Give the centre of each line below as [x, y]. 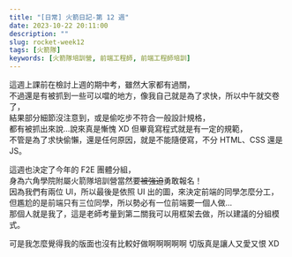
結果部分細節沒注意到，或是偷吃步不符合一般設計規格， [109, 117]
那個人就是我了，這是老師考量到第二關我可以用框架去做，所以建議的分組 [140, 214]
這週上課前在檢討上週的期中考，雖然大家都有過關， [102, 84]
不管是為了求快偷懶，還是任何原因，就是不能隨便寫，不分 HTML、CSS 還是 [146, 140]
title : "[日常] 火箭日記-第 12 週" [69, 17]
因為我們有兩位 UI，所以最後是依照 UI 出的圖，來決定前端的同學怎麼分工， [144, 192]
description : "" [39, 34]
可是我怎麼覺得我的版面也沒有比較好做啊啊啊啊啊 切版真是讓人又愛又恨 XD [144, 243]
